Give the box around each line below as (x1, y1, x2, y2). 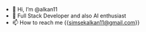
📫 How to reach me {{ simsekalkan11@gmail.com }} (12, 19, 141, 26)
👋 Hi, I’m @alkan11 (12, 6, 58, 13)
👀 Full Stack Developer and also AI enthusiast (12, 12, 126, 19)
